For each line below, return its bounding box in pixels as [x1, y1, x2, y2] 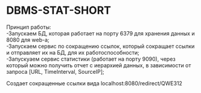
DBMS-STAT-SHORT [6, 4, 112, 17]
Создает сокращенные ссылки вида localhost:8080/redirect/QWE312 [6, 79, 183, 87]
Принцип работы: [6, 23, 51, 31]
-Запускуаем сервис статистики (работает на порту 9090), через [6, 55, 176, 62]
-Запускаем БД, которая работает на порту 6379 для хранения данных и [6, 29, 195, 37]
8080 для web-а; [6, 36, 49, 43]
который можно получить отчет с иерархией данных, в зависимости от [6, 61, 191, 69]
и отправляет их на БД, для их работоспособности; [6, 49, 140, 56]
